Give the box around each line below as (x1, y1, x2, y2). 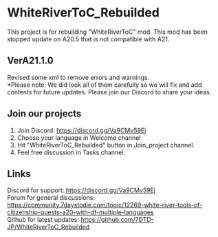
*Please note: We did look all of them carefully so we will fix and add (7, 81, 202, 89)
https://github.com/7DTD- (80, 216, 155, 224)
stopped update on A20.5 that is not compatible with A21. (7, 34, 170, 43)
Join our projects (7, 108, 82, 120)
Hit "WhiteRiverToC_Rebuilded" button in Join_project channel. (17, 141, 195, 149)
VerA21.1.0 (7, 55, 54, 67)
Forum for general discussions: (7, 194, 95, 202)
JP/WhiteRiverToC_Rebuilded (7, 223, 90, 231)
